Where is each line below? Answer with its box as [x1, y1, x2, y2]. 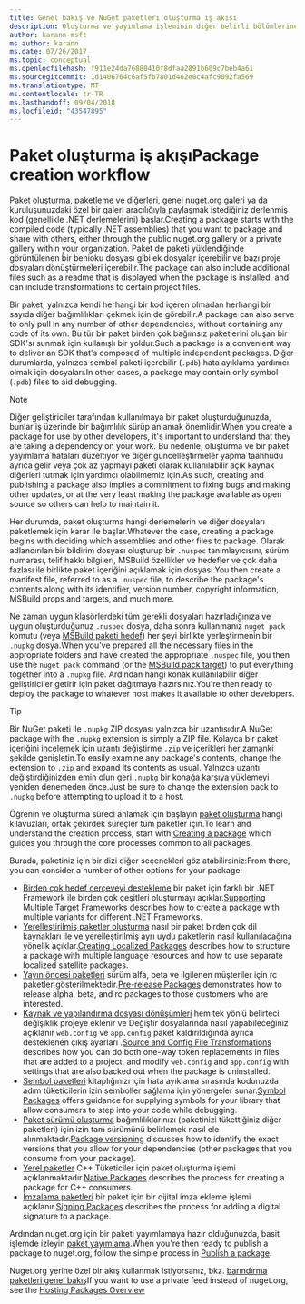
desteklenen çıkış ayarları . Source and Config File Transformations [22, 1037, 272, 1048]
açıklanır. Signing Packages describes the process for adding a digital [22, 1201, 281, 1212]
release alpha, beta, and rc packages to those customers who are [22, 989, 269, 1000]
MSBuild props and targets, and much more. [9, 593, 175, 604]
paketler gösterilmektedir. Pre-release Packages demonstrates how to [22, 979, 283, 990]
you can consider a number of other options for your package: [9, 865, 243, 876]
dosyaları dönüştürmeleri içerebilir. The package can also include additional [9, 263, 290, 274]
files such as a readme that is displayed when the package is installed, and [9, 272, 289, 283]
